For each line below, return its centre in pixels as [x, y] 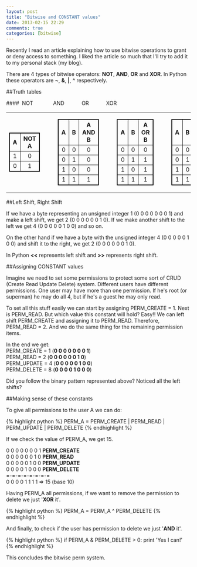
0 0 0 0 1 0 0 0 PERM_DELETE [43, 469]
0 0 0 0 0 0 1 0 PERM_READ [40, 457]
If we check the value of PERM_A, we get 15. [60, 439]
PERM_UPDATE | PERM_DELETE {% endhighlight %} [69, 428]
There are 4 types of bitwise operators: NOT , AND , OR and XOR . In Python [96, 74]
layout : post [22, 11]
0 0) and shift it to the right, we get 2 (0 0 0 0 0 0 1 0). [71, 244]
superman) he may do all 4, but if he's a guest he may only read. [84, 297]
